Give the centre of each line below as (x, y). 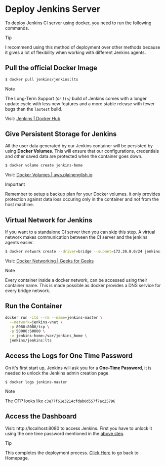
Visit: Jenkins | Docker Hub (33, 118)
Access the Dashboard (41, 416)
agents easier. (20, 243)
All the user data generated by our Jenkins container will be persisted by (79, 146)
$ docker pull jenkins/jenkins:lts (42, 79)
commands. (17, 28)
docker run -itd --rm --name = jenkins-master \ (54, 317)
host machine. (20, 205)
